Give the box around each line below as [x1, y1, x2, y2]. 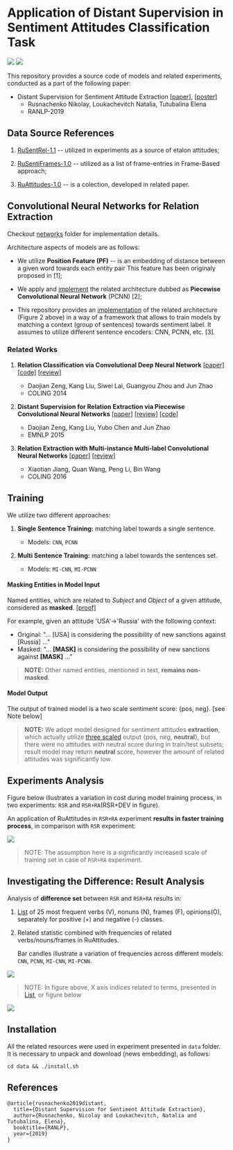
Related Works [7, 345, 58, 355]
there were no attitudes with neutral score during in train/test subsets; [24, 740, 224, 749]
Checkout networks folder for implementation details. [7, 229, 159, 237]
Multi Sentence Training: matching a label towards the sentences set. [17, 551, 218, 560]
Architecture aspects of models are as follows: [7, 243, 140, 251]
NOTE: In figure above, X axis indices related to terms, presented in [24, 983, 217, 991]
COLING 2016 [27, 472, 67, 481]
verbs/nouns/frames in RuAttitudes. [17, 935, 119, 944]
